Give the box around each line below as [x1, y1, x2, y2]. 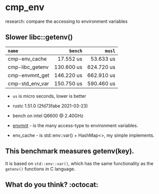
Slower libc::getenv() [5, 33, 73, 42]
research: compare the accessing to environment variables [5, 18, 128, 24]
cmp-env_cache [8, 55, 47, 62]
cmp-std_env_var [8, 80, 49, 87]
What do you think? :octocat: [5, 180, 98, 189]
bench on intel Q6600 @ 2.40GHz [12, 112, 84, 119]
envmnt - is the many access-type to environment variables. [12, 122, 138, 128]
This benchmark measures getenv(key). [5, 147, 135, 156]
